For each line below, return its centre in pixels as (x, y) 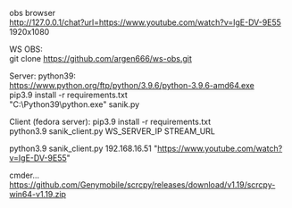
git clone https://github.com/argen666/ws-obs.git (100, 58)
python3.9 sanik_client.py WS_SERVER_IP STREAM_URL (113, 131)
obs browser (33, 13)
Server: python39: (42, 76)
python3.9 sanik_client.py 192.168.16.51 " (83, 148)
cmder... (25, 175)
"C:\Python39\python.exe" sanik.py (75, 104)
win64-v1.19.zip (38, 194)
